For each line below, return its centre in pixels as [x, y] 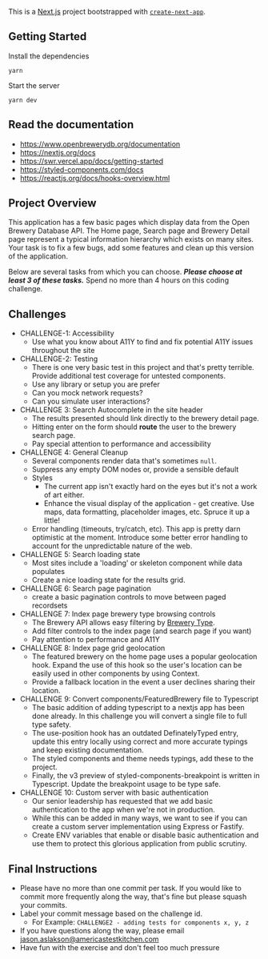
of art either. [64, 495]
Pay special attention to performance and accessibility [122, 444]
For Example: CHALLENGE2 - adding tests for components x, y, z [140, 922]
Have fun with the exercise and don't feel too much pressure [120, 948]
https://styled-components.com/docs [82, 169]
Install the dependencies [49, 56]
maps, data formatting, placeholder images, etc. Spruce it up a [147, 512]
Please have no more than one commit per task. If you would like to [130, 889]
